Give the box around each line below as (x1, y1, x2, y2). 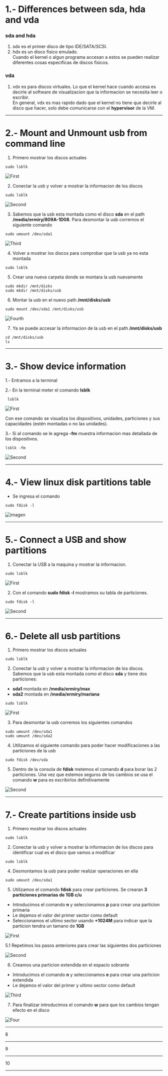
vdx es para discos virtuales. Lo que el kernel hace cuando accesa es (12, 83, 156, 89)
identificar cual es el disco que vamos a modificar (12, 849, 115, 855)
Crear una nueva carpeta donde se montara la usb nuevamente (12, 274, 143, 280)
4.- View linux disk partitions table (5, 476, 151, 488)
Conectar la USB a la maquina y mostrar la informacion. (12, 561, 127, 567)
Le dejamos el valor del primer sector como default (12, 912, 118, 918)
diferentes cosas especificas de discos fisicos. (12, 59, 109, 66)
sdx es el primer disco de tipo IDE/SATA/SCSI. (12, 44, 107, 50)
